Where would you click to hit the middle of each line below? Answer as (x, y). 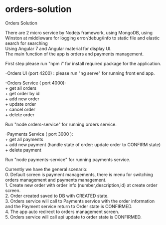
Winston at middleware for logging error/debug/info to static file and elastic (83, 38)
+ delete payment (23, 150)
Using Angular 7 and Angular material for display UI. (59, 48)
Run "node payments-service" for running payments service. (68, 159)
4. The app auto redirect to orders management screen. (62, 212)
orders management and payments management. (56, 180)
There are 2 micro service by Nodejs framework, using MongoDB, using (79, 32)
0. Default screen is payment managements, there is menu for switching (79, 174)
